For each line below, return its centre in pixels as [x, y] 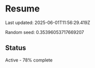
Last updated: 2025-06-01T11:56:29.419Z [48, 22]
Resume [22, 9]
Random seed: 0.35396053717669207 [44, 32]
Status [16, 48]
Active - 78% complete [29, 60]
